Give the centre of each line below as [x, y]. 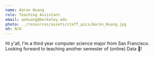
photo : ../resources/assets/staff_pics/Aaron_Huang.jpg [66, 24]
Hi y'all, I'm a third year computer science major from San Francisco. [77, 43]
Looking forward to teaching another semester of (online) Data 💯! [74, 49]
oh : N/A [14, 29]
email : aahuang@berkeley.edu [36, 19]
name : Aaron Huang [25, 10]
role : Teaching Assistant [33, 15]
